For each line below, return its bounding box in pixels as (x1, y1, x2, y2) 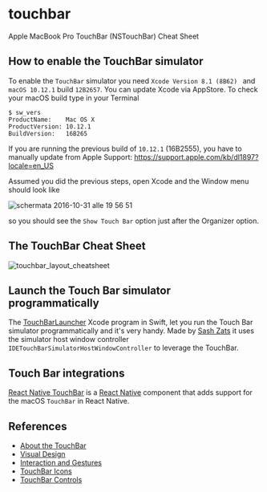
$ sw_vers (8, 108, 42, 116)
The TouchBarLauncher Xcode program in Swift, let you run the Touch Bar (8, 318, 253, 327)
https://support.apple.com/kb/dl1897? (133, 152, 259, 161)
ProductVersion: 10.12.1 (8, 122, 91, 131)
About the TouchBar (19, 441, 87, 450)
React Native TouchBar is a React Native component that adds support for (8, 388, 253, 397)
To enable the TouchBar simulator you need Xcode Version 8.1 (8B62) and (8, 75, 256, 85)
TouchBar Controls (19, 475, 83, 484)
